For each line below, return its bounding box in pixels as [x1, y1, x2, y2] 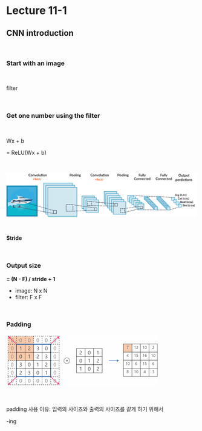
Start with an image [6, 59, 65, 67]
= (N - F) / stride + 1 [6, 275, 56, 282]
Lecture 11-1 [6, 4, 68, 18]
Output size [6, 262, 41, 270]
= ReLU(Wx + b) [6, 149, 47, 156]
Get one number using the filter [6, 112, 100, 120]
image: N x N [15, 287, 48, 294]
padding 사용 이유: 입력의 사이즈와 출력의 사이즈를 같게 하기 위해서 [6, 405, 164, 413]
